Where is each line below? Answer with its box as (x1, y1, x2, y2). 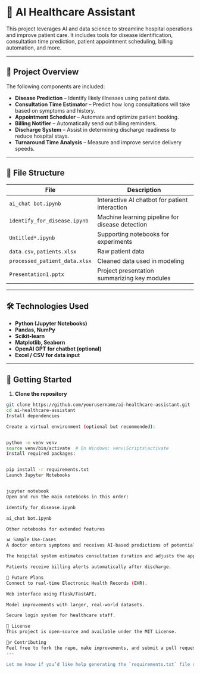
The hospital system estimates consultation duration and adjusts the (6, 553, 185, 559)
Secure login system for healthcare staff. (6, 612, 116, 619)
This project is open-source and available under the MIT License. (6, 629, 177, 635)
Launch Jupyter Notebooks (6, 472, 70, 479)
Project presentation (97, 266, 154, 275)
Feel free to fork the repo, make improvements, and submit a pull (6, 645, 177, 651)
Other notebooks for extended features (6, 526, 105, 532)
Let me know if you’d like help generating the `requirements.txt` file (6, 661, 190, 667)
